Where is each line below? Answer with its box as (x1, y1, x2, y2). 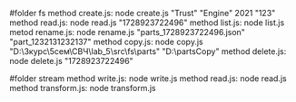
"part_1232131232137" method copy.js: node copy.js (9, 36, 203, 47)
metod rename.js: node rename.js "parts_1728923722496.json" (9, 27, 245, 37)
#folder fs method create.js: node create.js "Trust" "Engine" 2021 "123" (9, 8, 276, 18)
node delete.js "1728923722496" (9, 56, 133, 66)
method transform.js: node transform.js (9, 83, 156, 93)
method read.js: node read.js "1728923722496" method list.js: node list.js (9, 17, 285, 28)
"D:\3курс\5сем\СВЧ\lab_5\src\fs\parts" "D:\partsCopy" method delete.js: (9, 46, 287, 57)
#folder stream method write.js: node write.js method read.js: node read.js (9, 73, 288, 84)
